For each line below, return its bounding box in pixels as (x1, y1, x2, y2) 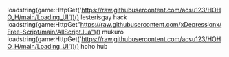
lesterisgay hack (80, 13, 127, 21)
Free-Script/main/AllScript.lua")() (7, 27, 101, 36)
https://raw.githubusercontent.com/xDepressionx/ (80, 21, 222, 28)
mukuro (102, 27, 124, 36)
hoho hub (80, 43, 108, 50)
